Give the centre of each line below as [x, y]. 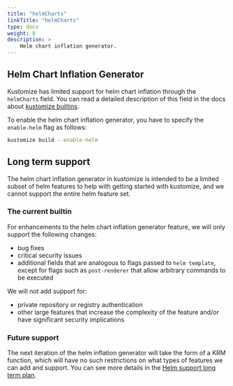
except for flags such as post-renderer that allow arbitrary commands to [121, 270]
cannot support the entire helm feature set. [69, 194]
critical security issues [50, 255]
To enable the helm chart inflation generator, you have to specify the [106, 120]
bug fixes [31, 248]
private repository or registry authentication [80, 304]
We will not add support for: [47, 291]
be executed [35, 278]
